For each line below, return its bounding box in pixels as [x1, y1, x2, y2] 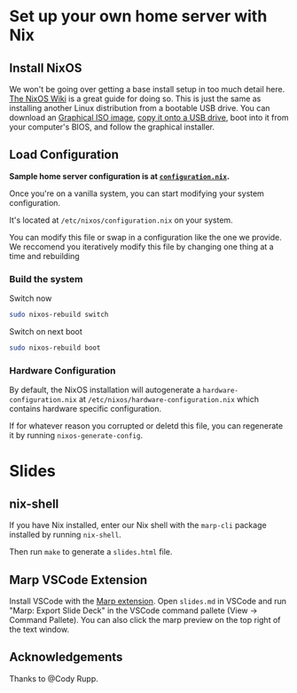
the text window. [9, 624, 69, 634]
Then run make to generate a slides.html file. [9, 547, 173, 557]
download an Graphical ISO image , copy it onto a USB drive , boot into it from [9, 113, 289, 122]
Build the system [9, 272, 83, 285]
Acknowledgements [9, 650, 123, 665]
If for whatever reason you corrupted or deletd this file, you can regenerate [9, 421, 284, 431]
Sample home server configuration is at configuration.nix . [9, 170, 231, 181]
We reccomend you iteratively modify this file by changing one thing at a [9, 241, 274, 252]
